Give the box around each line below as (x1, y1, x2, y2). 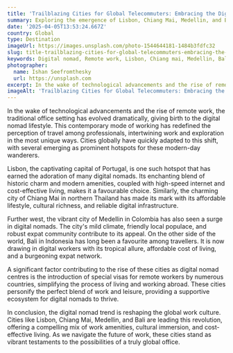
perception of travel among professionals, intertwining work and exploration (7, 129, 224, 138)
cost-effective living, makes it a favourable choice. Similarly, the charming (7, 187, 218, 195)
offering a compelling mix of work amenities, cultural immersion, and (7, 323, 203, 331)
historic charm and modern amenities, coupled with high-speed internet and (7, 179, 225, 188)
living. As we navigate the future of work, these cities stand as (33, 331, 212, 339)
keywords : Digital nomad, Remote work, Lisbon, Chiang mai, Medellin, (7, 56, 216, 63)
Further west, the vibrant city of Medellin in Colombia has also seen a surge (7, 215, 223, 223)
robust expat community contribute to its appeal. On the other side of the (7, 230, 216, 238)
